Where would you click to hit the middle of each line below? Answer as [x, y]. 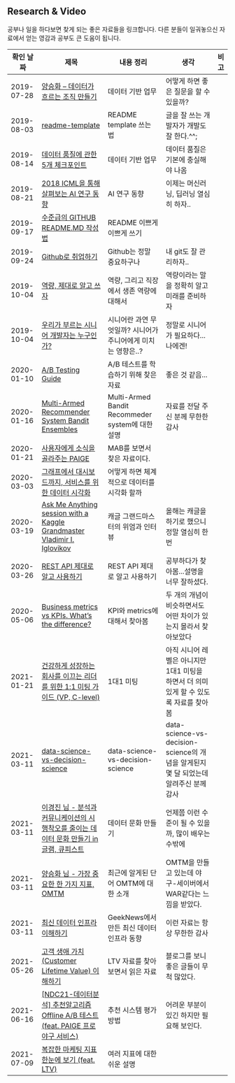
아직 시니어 [183, 650]
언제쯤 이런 [183, 812]
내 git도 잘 [181, 251]
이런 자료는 [183, 922]
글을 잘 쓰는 [184, 115]
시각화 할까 [124, 492]
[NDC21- [58, 994]
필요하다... [190, 335]
